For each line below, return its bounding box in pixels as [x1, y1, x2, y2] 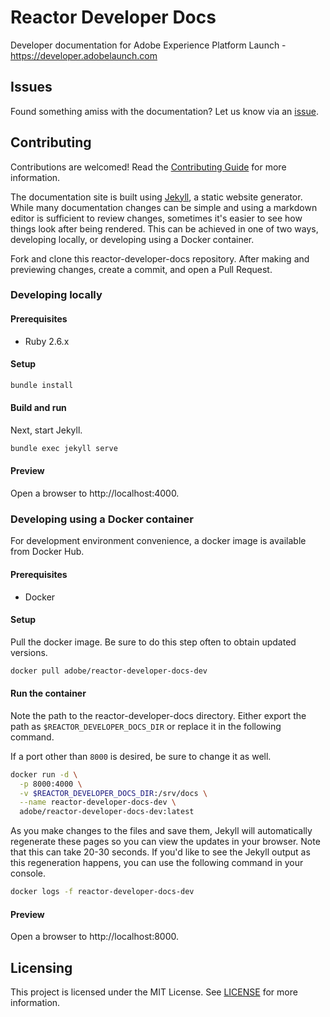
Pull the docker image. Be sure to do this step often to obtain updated [10, 636, 297, 648]
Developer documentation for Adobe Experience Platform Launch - [10, 39, 287, 51]
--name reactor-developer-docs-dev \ [19, 797, 177, 808]
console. [10, 867, 47, 880]
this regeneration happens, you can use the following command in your [10, 857, 304, 869]
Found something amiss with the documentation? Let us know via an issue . [10, 105, 319, 117]
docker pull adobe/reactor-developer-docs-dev [10, 666, 208, 676]
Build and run [10, 402, 67, 414]
